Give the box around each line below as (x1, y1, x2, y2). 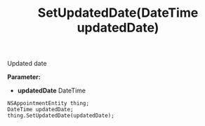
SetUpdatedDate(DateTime (37, 5, 199, 21)
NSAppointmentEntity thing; (7, 100, 90, 107)
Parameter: (7, 73, 41, 81)
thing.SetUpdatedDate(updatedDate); (7, 112, 114, 120)
